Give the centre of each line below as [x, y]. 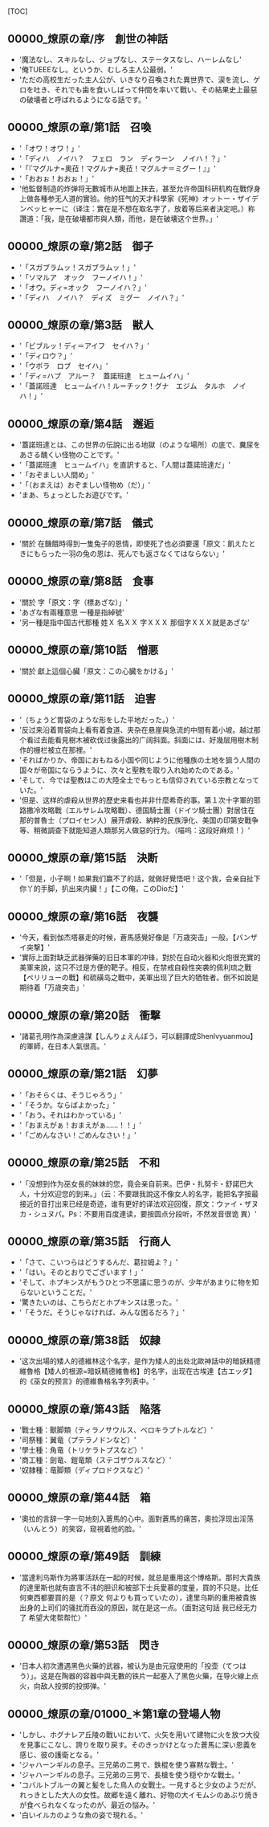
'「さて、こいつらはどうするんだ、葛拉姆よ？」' [98, 1262]
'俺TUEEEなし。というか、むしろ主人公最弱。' [96, 69]
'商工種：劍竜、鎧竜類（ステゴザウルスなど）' [95, 1460]
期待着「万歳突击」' [52, 987]
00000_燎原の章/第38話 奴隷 [84, 1340]
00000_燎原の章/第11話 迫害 [82, 699]
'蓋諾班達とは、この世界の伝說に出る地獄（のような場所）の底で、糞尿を [140, 445]
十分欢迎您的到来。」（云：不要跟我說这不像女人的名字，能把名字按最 [146, 1193]
